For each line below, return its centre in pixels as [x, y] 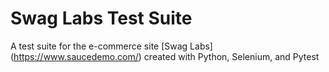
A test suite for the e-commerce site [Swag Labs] [111, 46]
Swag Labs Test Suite [101, 18]
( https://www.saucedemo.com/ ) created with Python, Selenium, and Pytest [165, 56]
